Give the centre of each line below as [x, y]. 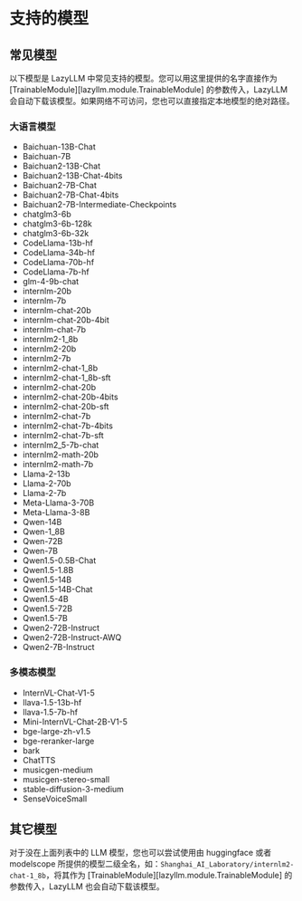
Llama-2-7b [44, 494]
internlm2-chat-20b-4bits [71, 397]
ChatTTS [39, 760]
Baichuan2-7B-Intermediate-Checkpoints [99, 205]
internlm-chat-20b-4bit [66, 320]
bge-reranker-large [58, 741]
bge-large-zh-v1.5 [57, 731]
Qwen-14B [42, 522]
